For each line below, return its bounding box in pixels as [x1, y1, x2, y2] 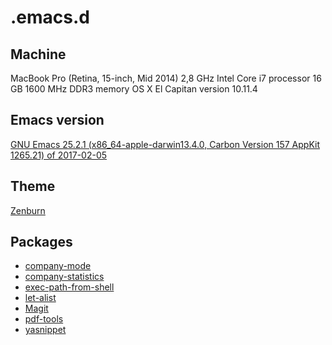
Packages [10, 234, 73, 251]
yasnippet [24, 324, 67, 336]
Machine [10, 46, 67, 63]
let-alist [24, 292, 57, 304]
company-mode [24, 260, 92, 272]
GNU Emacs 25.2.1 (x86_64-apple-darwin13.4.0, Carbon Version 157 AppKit [10, 138, 320, 150]
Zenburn [10, 204, 46, 216]
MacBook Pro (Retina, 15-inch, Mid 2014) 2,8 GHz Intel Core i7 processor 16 [10, 72, 322, 84]
